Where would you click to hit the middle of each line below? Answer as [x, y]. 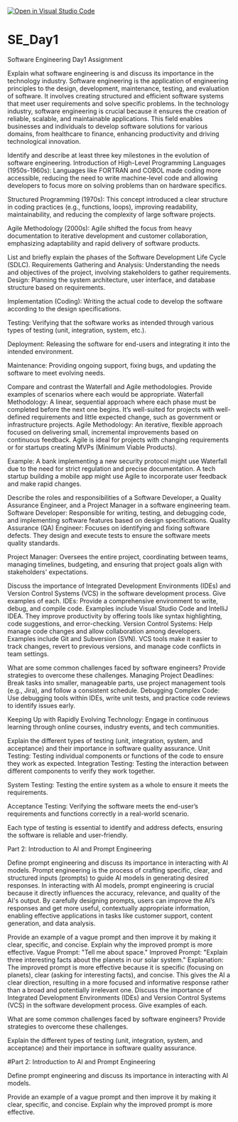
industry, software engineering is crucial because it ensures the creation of [117, 111]
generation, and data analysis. [52, 923]
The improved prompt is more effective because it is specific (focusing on [115, 967]
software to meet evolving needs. [56, 373]
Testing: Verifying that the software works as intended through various [111, 322]
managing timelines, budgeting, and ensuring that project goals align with [115, 564]
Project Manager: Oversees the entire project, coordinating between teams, [118, 556]
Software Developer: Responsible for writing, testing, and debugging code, [117, 512]
